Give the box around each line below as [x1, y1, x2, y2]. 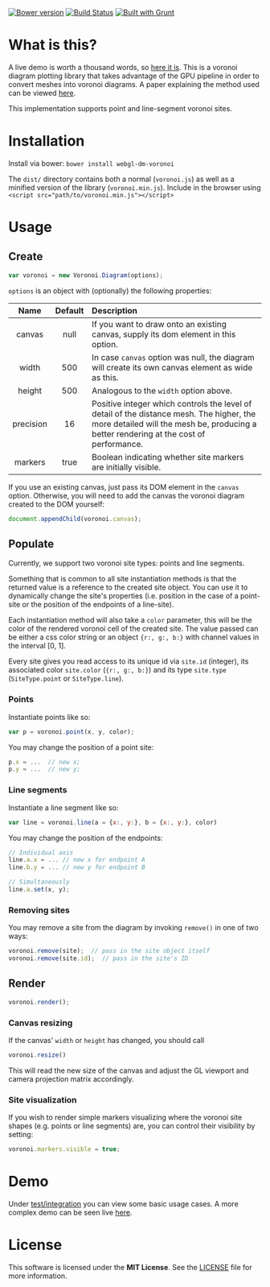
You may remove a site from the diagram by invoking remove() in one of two [8, 923, 259, 933]
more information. [8, 1271, 67, 1281]
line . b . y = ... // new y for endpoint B [8, 863, 146, 871]
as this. [92, 371, 119, 383]
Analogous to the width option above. [92, 385, 233, 396]
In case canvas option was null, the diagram [92, 351, 255, 362]
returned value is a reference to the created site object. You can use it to [8, 582, 248, 592]
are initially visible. [92, 461, 162, 473]
